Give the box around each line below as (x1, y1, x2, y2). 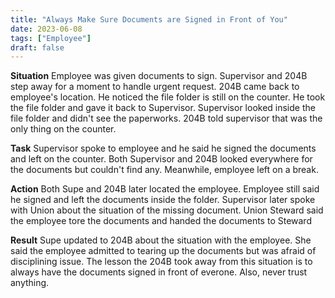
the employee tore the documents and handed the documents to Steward (10, 215, 312, 227)
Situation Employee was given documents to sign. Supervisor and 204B (10, 70, 308, 82)
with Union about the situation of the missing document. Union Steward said (10, 204, 324, 216)
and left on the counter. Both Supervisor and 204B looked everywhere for (10, 153, 313, 165)
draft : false (10, 42, 65, 53)
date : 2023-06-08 (10, 24, 83, 34)
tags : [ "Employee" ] (10, 33, 92, 43)
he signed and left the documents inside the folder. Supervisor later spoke (10, 194, 316, 206)
